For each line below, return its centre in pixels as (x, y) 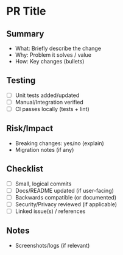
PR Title (26, 11)
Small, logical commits (43, 184)
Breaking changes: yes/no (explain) (60, 143)
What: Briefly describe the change (58, 48)
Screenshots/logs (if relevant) (52, 245)
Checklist (25, 169)
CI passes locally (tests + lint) (52, 109)
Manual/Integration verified (49, 102)
